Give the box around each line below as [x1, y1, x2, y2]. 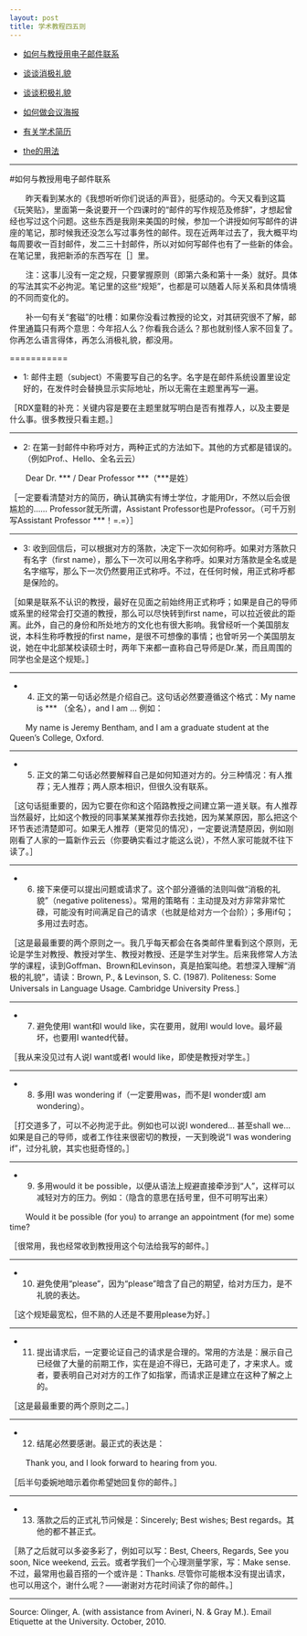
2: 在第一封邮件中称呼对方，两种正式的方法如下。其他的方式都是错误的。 [22, 441, 297, 452]
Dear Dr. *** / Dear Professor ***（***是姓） [25, 472, 194, 483]
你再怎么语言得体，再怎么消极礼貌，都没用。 [9, 334, 178, 345]
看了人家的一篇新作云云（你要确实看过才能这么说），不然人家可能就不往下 [16, 834, 294, 845]
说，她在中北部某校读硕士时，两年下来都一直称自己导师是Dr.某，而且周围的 [9, 641, 292, 653]
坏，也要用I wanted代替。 [36, 1031, 134, 1042]
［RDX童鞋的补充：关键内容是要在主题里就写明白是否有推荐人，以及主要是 [9, 402, 291, 413]
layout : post [9, 13, 59, 23]
